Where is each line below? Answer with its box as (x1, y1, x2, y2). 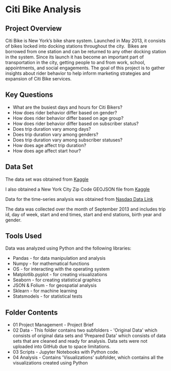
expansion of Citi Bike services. (5, 76, 72, 81)
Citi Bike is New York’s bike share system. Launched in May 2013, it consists (5, 37, 166, 44)
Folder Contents (5, 308, 58, 317)
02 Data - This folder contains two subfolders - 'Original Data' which (12, 327, 158, 334)
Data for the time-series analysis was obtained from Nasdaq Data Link (5, 196, 154, 202)
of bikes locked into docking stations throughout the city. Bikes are (5, 43, 147, 49)
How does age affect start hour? (12, 148, 81, 154)
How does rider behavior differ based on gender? (12, 109, 117, 116)
